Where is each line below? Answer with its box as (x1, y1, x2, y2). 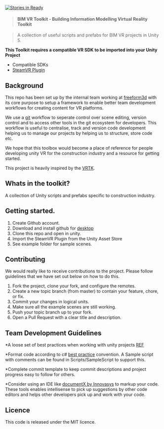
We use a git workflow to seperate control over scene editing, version (5, 115, 147, 120)
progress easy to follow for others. (5, 372, 76, 378)
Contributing (5, 255, 45, 264)
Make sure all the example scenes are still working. (12, 304, 117, 310)
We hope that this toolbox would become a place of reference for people (5, 145, 153, 151)
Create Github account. (12, 220, 60, 226)
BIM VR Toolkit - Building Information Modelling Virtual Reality (17, 16, 148, 22)
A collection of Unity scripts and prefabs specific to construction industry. (5, 193, 156, 198)
